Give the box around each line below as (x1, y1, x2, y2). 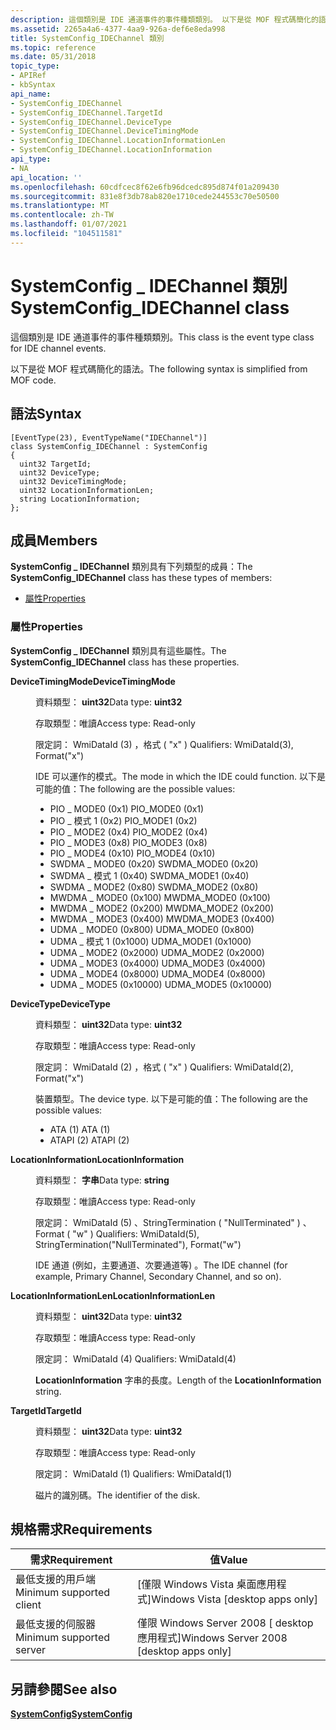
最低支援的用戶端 (15, 1572, 97, 1586)
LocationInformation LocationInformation (10, 1153, 185, 1165)
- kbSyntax (10, 80, 56, 90)
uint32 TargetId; (19, 459, 92, 469)
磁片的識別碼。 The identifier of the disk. (35, 1489, 201, 1501)
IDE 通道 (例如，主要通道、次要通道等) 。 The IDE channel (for (35, 1259, 288, 1271)
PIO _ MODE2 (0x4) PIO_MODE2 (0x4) (49, 826, 208, 838)
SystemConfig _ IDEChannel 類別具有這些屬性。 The (10, 644, 227, 656)
